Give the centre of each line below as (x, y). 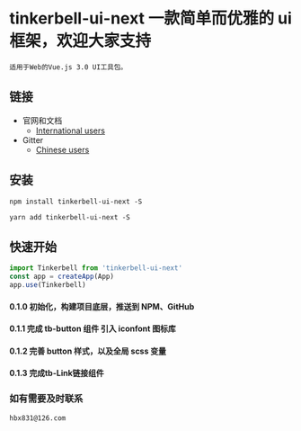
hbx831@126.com (38, 418)
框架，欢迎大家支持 (80, 41)
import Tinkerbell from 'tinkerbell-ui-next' (96, 268)
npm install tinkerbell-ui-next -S (76, 202)
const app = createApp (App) (62, 277)
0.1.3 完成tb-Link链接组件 (57, 373)
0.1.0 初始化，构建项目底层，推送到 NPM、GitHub (102, 306)
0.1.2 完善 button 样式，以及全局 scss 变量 (88, 351)
